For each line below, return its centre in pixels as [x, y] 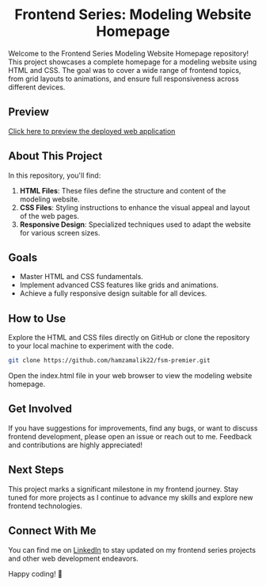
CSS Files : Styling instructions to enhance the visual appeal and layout [135, 207]
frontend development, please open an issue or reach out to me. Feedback [130, 436]
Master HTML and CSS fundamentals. [82, 277]
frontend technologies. [46, 506]
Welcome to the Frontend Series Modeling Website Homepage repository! [129, 53]
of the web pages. [49, 216]
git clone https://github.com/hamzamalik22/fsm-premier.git [110, 361]
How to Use [37, 318]
